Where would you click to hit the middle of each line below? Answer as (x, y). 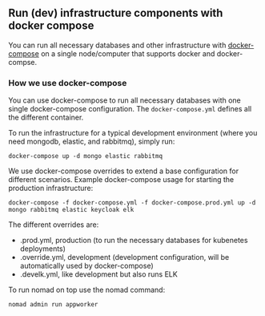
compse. (23, 62)
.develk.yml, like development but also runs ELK (98, 274)
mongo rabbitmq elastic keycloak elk (71, 210)
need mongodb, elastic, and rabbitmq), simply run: (92, 142)
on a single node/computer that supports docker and (128, 53)
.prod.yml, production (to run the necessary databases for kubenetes (134, 241)
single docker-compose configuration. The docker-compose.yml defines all (130, 109)
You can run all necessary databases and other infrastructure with (117, 45)
